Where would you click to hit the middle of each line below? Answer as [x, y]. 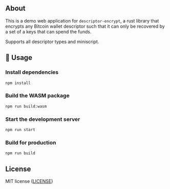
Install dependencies [32, 72]
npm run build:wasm [26, 106]
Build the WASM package [38, 96]
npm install [18, 83]
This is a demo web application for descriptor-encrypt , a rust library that [82, 20]
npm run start [20, 130]
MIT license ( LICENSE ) [29, 181]
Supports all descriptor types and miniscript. [52, 41]
